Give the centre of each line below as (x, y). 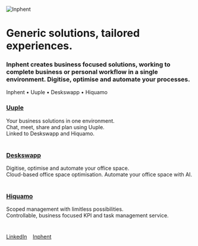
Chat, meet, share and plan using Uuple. (56, 127)
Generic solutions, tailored (73, 33)
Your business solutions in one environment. (60, 121)
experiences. (40, 46)
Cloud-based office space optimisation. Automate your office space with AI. (99, 175)
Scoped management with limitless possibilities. (65, 209)
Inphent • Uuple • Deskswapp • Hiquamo (57, 92)
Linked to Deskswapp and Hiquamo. (51, 133)
